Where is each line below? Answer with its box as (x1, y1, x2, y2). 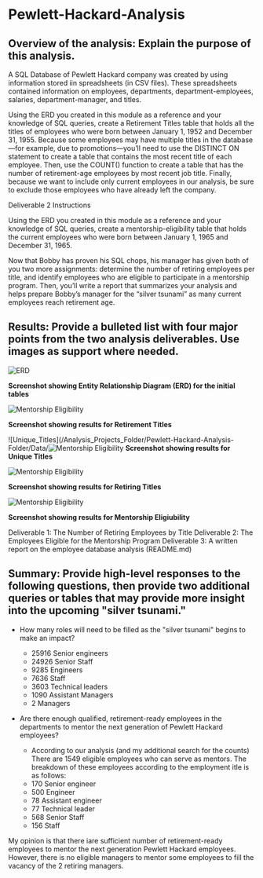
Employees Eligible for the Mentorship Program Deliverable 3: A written (8, 536, 238, 545)
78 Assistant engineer (31, 796, 102, 805)
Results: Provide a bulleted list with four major (8, 320, 238, 334)
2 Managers (31, 698, 71, 708)
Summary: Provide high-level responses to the (8, 567, 241, 580)
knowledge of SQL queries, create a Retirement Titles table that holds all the (8, 119, 254, 127)
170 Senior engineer (31, 779, 97, 788)
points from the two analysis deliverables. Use (8, 332, 240, 346)
